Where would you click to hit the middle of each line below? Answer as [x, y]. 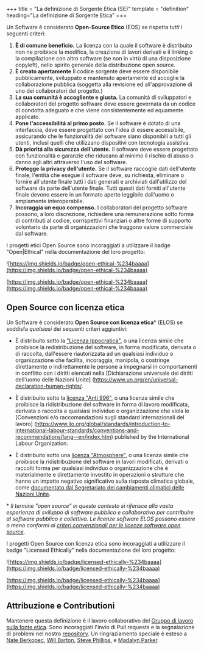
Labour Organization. [42, 443]
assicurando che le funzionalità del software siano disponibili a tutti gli [103, 136]
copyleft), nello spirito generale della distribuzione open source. [95, 65]
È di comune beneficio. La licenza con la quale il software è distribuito [104, 45]
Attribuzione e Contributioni [61, 606]
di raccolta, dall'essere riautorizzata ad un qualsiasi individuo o [94, 353]
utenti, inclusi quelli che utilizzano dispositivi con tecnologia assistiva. [103, 143]
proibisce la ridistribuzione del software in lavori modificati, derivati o [102, 461]
